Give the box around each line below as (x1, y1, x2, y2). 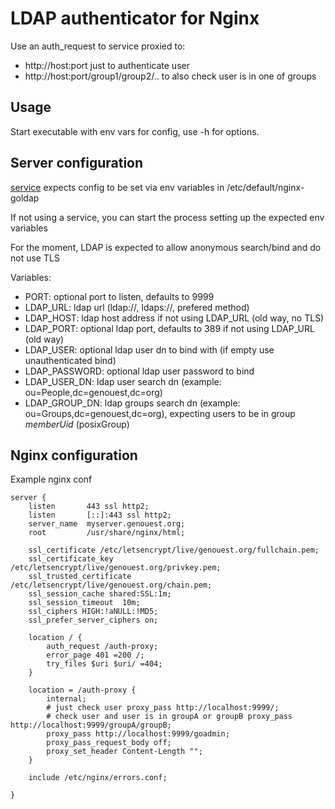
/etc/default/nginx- (226, 181, 305, 193)
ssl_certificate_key (28, 554, 114, 564)
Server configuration (10, 155, 144, 172)
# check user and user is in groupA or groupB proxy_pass (46, 712, 293, 722)
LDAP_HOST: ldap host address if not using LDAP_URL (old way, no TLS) (24, 312, 325, 324)
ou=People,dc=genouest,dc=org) (24, 386, 163, 398)
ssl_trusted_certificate (28, 572, 132, 582)
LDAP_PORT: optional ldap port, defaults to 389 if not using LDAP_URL (24, 322, 315, 334)
